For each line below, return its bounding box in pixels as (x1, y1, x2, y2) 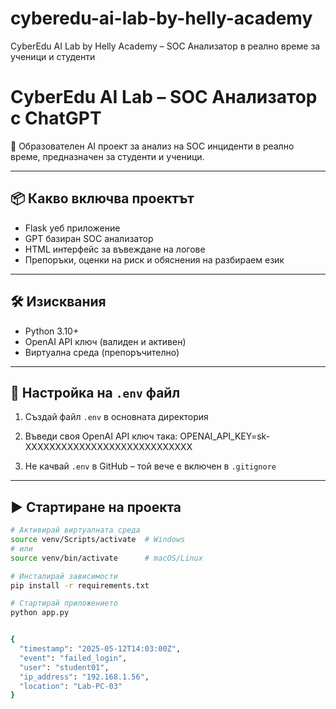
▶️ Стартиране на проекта (10, 498, 182, 516)
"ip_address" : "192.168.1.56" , (19, 672, 150, 682)
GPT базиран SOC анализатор (24, 232, 154, 244)
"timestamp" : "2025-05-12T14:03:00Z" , (19, 644, 182, 654)
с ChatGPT (10, 107, 102, 130)
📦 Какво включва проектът (10, 190, 195, 207)
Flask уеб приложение (24, 222, 121, 234)
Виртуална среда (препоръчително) (24, 346, 180, 358)
